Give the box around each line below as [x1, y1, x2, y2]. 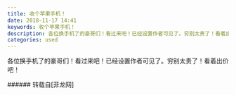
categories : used [7, 37, 58, 44]
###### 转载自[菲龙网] [7, 80, 74, 89]
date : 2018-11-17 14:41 [7, 17, 77, 24]
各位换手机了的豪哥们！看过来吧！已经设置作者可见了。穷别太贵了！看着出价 [7, 57, 229, 65]
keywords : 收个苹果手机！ [7, 23, 76, 30]
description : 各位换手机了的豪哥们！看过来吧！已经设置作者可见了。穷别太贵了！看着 [7, 30, 226, 37]
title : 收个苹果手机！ [7, 10, 67, 18]
